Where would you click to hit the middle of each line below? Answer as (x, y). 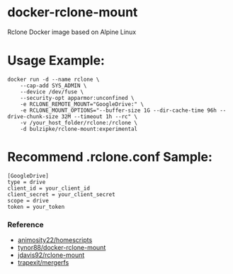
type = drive (27, 182)
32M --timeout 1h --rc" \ (100, 116)
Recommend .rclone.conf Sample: (110, 157)
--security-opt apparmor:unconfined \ (77, 98)
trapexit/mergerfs (43, 263)
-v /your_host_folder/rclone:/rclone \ (79, 122)
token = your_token (36, 207)
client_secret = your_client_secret (61, 194)
